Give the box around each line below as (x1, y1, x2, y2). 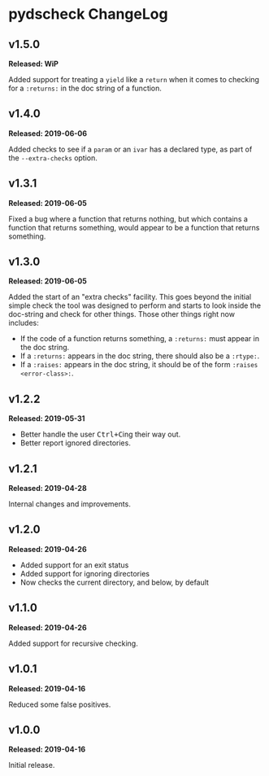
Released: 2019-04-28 (8, 484, 87, 493)
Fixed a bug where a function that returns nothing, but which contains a (8, 213, 248, 224)
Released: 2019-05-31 (8, 414, 85, 423)
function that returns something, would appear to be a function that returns (8, 222, 260, 232)
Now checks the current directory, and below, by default (20, 577, 210, 587)
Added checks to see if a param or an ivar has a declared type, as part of (8, 144, 253, 154)
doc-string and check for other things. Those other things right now (8, 309, 236, 319)
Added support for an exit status (20, 559, 129, 570)
